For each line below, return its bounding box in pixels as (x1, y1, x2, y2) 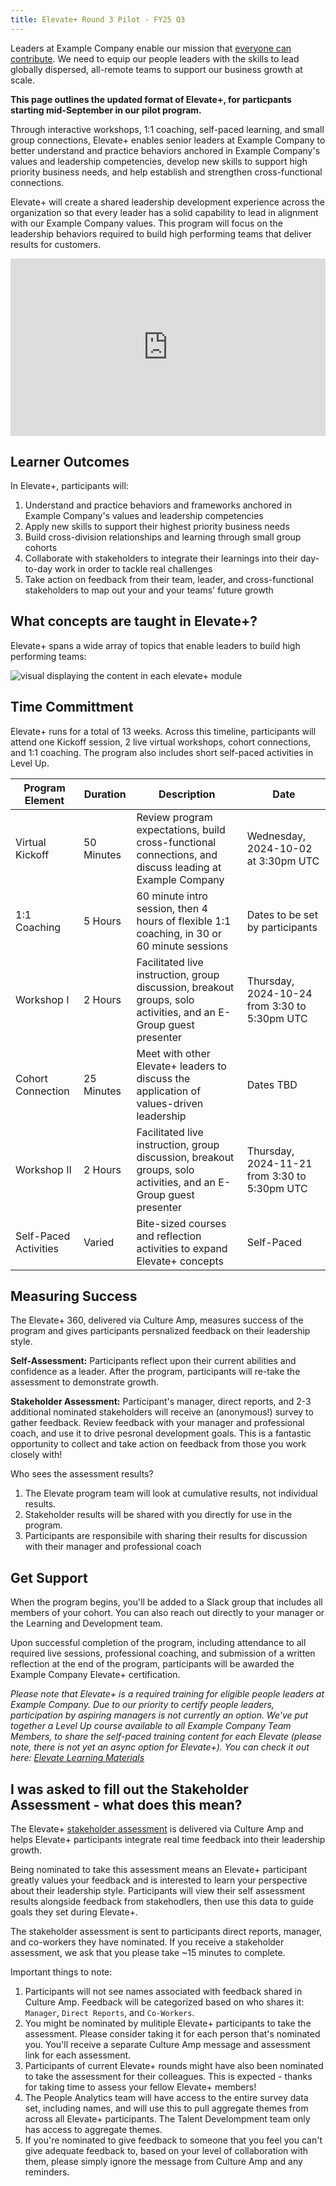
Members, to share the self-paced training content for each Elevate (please (10, 1731, 322, 1743)
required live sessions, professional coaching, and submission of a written (10, 1647, 316, 1660)
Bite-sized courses (136, 1216, 227, 1230)
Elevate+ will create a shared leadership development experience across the (10, 196, 326, 208)
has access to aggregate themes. (24, 2124, 163, 2135)
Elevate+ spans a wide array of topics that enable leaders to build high (10, 639, 301, 651)
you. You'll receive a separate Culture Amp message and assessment (24, 2039, 311, 2050)
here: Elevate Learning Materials (10, 1752, 145, 1764)
